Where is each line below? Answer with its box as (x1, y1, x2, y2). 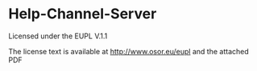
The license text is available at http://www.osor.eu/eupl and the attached (8, 46, 249, 56)
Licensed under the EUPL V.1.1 (8, 31, 108, 41)
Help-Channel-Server (8, 5, 157, 23)
